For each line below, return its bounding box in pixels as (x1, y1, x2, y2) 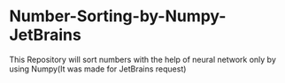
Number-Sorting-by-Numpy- (9, 6, 227, 26)
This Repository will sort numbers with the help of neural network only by (9, 54, 277, 64)
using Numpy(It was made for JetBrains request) (9, 64, 187, 74)
